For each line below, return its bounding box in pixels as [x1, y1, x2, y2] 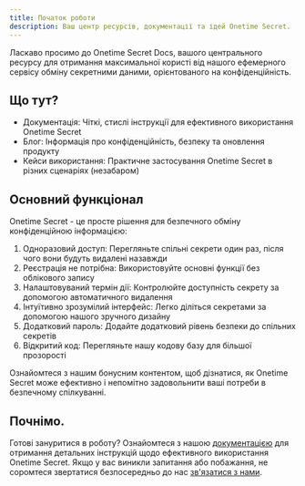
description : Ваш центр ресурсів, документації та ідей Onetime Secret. [9, 22, 291, 31]
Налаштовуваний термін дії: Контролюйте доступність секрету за [22, 282, 280, 293]
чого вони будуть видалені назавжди [22, 253, 168, 264]
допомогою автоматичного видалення [22, 292, 173, 303]
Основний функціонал [9, 191, 144, 207]
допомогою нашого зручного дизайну [22, 311, 171, 322]
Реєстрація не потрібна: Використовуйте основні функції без [22, 263, 260, 274]
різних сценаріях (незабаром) [22, 165, 139, 176]
